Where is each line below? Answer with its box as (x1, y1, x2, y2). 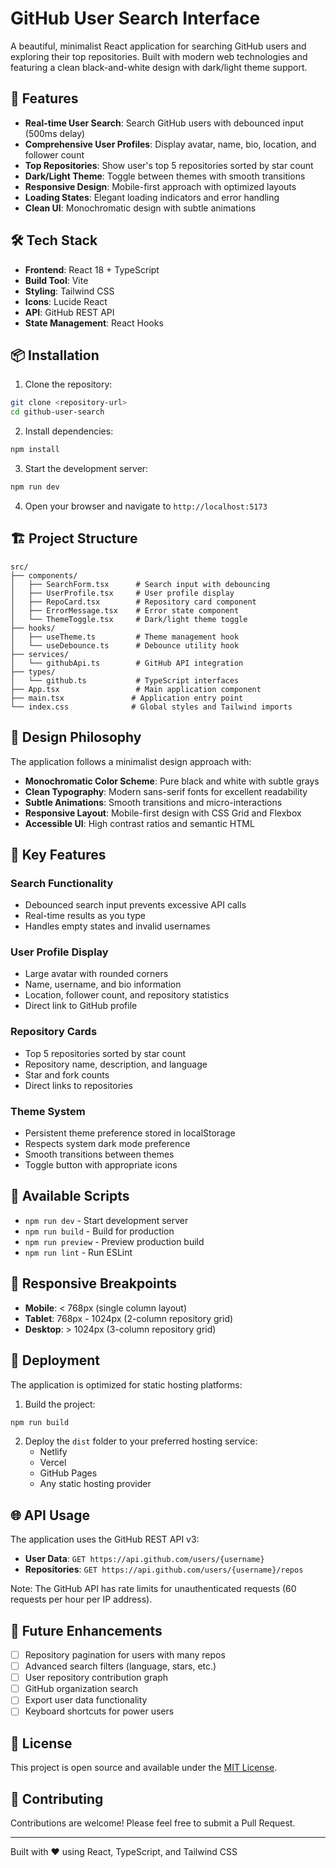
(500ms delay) (24, 127, 86, 139)
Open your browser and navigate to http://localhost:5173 (24, 500, 268, 512)
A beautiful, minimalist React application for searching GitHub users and (10, 40, 307, 52)
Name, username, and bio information (24, 978, 182, 991)
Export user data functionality (24, 1694, 148, 1706)
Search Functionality (10, 876, 114, 890)
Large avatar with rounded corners (24, 968, 169, 980)
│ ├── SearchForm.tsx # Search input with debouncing (10, 579, 271, 589)
